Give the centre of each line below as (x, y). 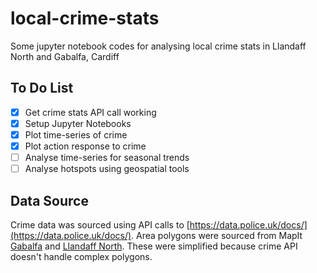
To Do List (42, 88)
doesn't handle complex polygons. (81, 256)
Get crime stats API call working (90, 112)
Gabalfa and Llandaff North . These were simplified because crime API (154, 246)
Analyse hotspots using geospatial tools (107, 169)
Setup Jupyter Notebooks (78, 123)
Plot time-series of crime (76, 134)
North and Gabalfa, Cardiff (65, 56)
